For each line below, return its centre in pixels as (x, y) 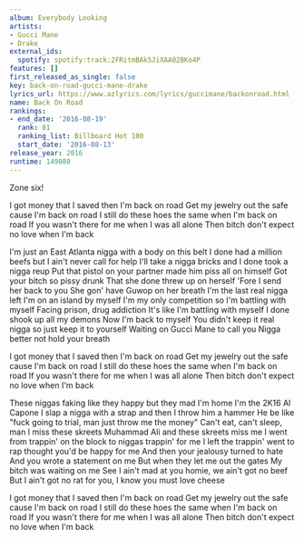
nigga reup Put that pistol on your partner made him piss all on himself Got (148, 271)
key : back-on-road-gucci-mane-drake (78, 85)
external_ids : (36, 52)
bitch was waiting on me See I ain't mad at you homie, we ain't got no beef (149, 470)
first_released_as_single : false (73, 77)
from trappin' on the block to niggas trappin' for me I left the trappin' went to (152, 441)
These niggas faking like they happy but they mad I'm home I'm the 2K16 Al (150, 403)
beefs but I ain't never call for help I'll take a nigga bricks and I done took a (149, 261)
